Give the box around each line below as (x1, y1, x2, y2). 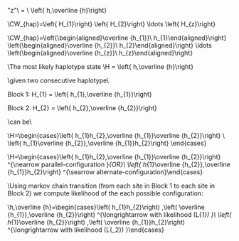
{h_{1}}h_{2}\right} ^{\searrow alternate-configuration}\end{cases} (7, 168, 203, 176)
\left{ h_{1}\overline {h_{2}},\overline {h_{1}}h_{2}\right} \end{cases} (7, 139, 207, 147)
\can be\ (7, 117, 32, 126)
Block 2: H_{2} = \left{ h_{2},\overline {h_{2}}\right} (7, 104, 158, 112)
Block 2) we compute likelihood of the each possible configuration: (7, 189, 204, 198)
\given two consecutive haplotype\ (7, 76, 109, 85)
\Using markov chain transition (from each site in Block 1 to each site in (7, 181, 216, 190)
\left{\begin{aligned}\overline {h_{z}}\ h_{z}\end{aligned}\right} (7, 49, 193, 57)
